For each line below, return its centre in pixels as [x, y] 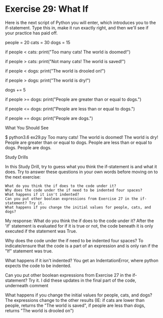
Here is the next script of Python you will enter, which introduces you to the [81, 23]
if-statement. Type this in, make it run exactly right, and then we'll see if [77, 27]
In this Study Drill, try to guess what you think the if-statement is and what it [81, 166]
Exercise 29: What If [47, 9]
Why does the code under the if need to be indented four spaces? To [74, 240]
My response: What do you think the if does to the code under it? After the [80, 221]
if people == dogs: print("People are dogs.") [49, 118]
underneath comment [27, 285]
